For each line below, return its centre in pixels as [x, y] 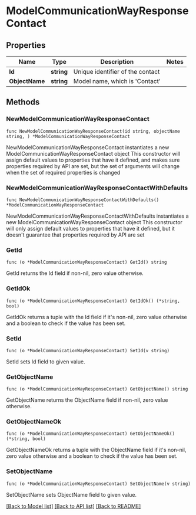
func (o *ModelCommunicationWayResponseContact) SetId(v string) [88, 350]
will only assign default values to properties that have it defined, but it [90, 228]
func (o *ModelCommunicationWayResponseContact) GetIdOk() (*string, [93, 301]
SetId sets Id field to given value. [46, 362]
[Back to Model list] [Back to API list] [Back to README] [74, 506]
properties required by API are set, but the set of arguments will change [93, 166]
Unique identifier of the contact [117, 72]
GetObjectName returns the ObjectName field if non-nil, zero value [87, 400]
